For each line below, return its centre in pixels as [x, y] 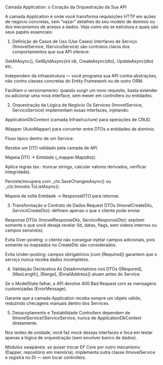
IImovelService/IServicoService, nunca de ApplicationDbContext [77, 318]
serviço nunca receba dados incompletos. [47, 259]
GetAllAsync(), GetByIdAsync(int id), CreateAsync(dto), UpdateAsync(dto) [79, 61]
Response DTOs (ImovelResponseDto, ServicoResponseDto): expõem [75, 220]
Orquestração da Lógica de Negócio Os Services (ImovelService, [77, 105]
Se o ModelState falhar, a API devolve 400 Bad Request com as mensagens [81, 283]
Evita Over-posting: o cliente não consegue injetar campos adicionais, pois [80, 240]
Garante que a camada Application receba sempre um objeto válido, [73, 298]
